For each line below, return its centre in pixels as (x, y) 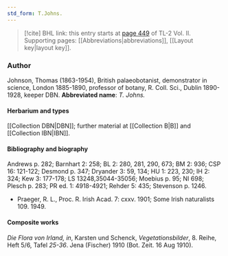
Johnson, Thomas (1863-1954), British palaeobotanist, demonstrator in (107, 80)
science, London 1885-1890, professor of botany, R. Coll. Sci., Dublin (104, 87)
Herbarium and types (38, 110)
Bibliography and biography (47, 149)
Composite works (33, 222)
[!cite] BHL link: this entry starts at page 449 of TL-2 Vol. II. (107, 33)
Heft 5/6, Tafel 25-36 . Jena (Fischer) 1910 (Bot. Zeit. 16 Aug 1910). (100, 245)
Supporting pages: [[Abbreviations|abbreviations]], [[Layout (109, 40)
